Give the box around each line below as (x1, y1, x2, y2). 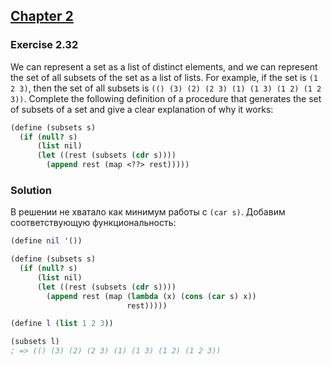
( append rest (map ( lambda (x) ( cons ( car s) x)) (46, 291, 257, 301)
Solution (10, 183, 53, 197)
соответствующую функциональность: (10, 217, 177, 229)
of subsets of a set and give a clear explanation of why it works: (10, 103, 274, 115)
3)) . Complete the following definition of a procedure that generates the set (10, 92, 322, 104)
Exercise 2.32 (10, 38, 79, 52)
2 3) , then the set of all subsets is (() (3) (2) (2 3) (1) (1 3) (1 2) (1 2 (10, 82, 322, 94)
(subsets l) (10, 337, 60, 347)
